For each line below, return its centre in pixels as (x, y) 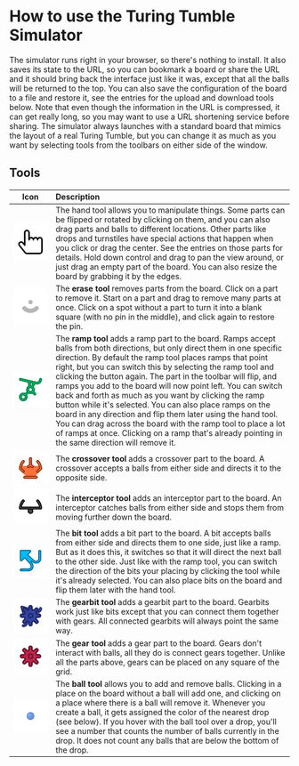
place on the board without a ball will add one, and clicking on (169, 693)
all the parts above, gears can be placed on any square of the (168, 662)
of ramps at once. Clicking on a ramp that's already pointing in (169, 433)
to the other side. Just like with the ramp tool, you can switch (166, 561)
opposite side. (81, 478)
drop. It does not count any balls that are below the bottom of (167, 740)
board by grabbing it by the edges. (119, 276)
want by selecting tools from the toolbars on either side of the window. (139, 145)
